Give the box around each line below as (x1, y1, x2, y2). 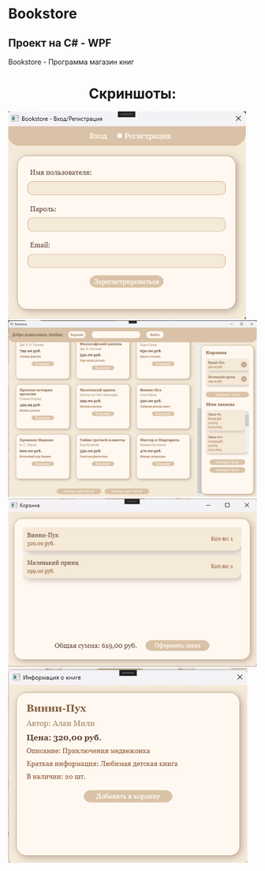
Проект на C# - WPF (8, 36, 112, 50)
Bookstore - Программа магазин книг (8, 57, 135, 66)
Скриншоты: (88, 85, 177, 103)
